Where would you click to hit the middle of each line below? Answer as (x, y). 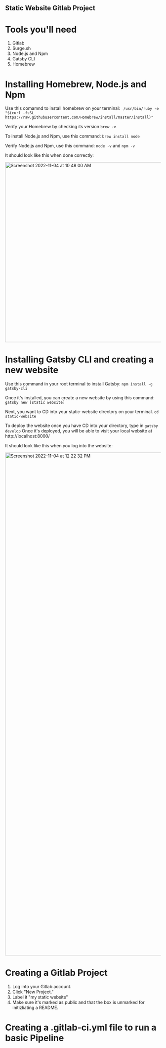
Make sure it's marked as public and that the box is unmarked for (78, 1002)
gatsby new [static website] (35, 403)
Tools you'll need (41, 29)
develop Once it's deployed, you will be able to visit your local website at (79, 431)
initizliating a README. (35, 1008)
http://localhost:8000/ (28, 436)
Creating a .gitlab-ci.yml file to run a (81, 1027)
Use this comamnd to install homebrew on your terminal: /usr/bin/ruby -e (82, 108)
